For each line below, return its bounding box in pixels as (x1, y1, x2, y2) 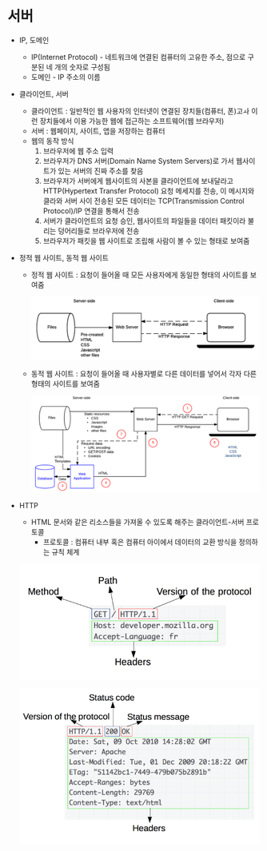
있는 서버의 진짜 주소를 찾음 (58, 165, 144, 176)
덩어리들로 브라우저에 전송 (58, 225, 140, 236)
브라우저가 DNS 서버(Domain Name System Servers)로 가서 (42, 156, 234, 165)
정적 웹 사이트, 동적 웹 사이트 (18, 253, 110, 262)
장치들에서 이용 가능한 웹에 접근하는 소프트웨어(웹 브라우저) (39, 116, 225, 125)
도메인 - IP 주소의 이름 (30, 72, 101, 82)
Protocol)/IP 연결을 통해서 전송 (42, 205, 141, 216)
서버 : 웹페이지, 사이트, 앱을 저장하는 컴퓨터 (30, 125, 165, 136)
